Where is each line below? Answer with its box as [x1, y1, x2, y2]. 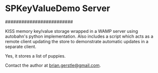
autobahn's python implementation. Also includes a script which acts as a [5, 33, 154, 39]
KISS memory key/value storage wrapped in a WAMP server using [5, 28, 138, 34]
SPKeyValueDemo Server [5, 3, 111, 14]
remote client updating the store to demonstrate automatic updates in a [5, 38, 149, 44]
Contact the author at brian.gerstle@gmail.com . [5, 62, 101, 68]
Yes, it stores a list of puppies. [5, 53, 66, 58]
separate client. [5, 44, 37, 49]
